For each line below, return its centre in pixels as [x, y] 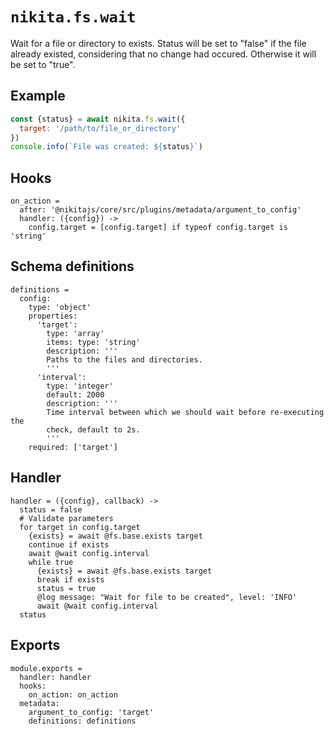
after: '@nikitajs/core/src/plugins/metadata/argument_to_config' [160, 210]
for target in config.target [80, 527]
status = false [51, 509]
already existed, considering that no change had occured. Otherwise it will [163, 54]
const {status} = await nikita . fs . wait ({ [98, 119]
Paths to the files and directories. [124, 359]
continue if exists [69, 544]
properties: [53, 316]
